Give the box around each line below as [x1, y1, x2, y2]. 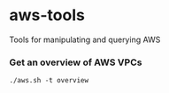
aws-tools [9, 5, 86, 25]
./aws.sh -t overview [9, 76, 89, 85]
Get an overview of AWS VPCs [9, 56, 142, 68]
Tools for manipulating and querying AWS [9, 34, 161, 45]
